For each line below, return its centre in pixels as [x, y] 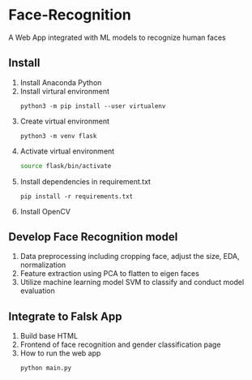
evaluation [37, 291]
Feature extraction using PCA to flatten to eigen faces [110, 274]
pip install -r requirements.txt [77, 196]
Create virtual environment [65, 121]
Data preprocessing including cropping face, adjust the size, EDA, [130, 257]
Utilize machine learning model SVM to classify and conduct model [132, 283]
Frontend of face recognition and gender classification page [120, 345]
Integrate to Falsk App [65, 316]
